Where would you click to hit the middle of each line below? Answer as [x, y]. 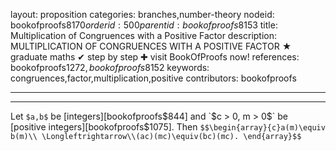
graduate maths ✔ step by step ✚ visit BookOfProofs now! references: [155, 57]
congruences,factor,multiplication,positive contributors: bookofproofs [153, 78]
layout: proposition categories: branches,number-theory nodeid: [142, 14]
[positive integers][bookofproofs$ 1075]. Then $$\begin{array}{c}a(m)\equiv [168, 127]
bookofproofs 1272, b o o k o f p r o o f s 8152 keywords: [110, 67]
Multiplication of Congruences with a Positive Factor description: [144, 35]
